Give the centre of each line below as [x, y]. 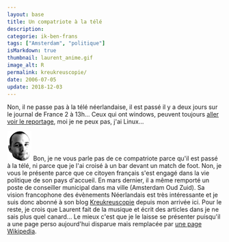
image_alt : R [26, 65]
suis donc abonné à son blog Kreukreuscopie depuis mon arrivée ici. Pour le [114, 202]
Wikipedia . [22, 231]
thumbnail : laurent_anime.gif [50, 58]
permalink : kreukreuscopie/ [47, 72]
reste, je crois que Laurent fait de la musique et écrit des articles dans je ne [113, 210]
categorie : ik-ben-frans [42, 36]
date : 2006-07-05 [32, 80]
